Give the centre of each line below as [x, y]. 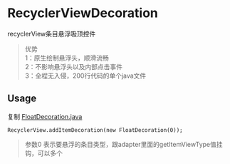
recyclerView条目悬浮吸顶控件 [52, 34]
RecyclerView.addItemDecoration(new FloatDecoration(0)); [95, 130]
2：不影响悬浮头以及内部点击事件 [74, 66]
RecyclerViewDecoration [83, 13]
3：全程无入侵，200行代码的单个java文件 [85, 76]
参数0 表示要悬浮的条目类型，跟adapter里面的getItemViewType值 [121, 144]
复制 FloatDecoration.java [45, 116]
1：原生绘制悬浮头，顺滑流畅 [67, 58]
